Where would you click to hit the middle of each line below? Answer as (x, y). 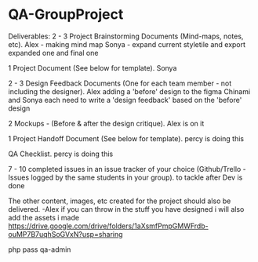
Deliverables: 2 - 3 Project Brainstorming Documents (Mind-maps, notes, (126, 36)
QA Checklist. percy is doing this (61, 154)
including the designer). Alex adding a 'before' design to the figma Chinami (129, 91)
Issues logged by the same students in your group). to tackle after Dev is (125, 177)
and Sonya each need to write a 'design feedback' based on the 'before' (125, 100)
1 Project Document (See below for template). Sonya (93, 67)
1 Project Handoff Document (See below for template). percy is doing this (126, 138)
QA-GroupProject (66, 15)
